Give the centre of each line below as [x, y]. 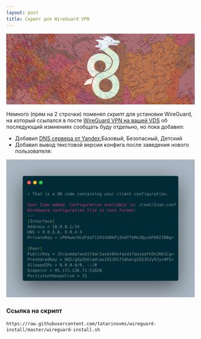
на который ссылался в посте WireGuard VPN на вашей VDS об [87, 120]
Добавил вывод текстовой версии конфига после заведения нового [102, 144]
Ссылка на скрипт [34, 311]
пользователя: [33, 151]
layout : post [22, 13]
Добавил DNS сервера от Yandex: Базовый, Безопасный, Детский [98, 138]
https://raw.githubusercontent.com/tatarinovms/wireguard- [81, 324]
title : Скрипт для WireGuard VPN [48, 19]
